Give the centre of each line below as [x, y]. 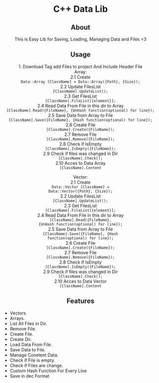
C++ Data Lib [80, 9]
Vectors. [18, 313]
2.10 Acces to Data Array [80, 163]
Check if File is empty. [32, 360]
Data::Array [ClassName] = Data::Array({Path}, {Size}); [80, 82]
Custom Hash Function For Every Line [48, 371]
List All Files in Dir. [28, 323]
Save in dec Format [29, 376]
